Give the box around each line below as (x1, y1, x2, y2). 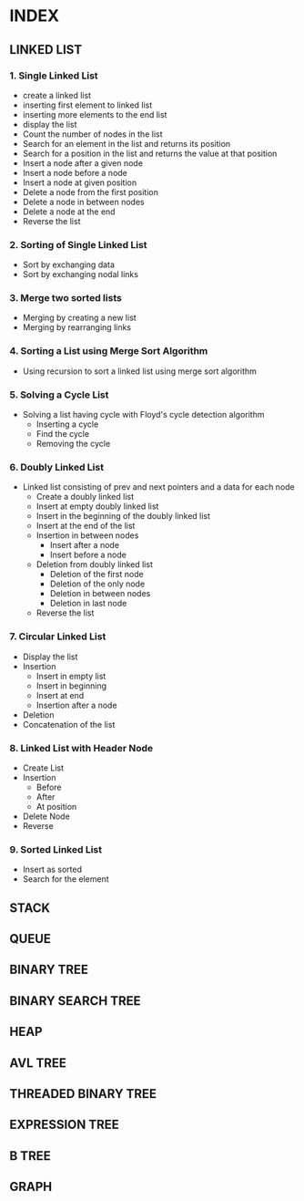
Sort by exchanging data (22, 259, 116, 270)
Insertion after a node (35, 699, 117, 710)
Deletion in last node (49, 598, 127, 609)
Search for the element (22, 874, 109, 885)
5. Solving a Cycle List (9, 388, 109, 401)
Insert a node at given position (22, 177, 137, 188)
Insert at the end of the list (35, 521, 136, 532)
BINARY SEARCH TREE (9, 993, 141, 1009)
